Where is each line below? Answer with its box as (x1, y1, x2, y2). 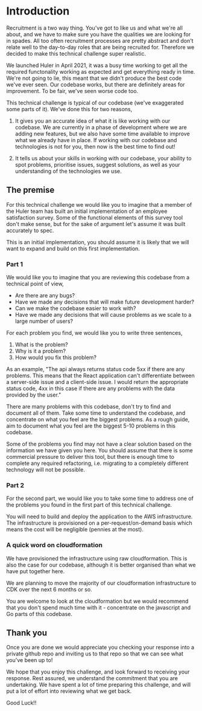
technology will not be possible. (6, 466, 86, 473)
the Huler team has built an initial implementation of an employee (6, 207, 168, 215)
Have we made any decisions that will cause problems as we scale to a (14, 311, 192, 319)
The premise (6, 185, 55, 195)
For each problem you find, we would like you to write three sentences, (6, 330, 183, 337)
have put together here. (6, 567, 65, 575)
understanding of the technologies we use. (14, 167, 122, 175)
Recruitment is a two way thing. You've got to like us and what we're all (6, 24, 183, 31)
